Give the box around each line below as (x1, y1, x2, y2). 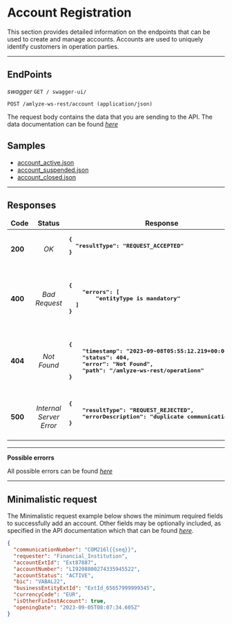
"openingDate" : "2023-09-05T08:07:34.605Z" (13, 604, 140, 611)
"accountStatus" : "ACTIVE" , (13, 572, 95, 579)
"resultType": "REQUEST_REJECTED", (82, 407, 195, 414)
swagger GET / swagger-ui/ (7, 87, 87, 95)
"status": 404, (82, 354, 130, 362)
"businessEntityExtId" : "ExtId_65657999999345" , (13, 585, 156, 592)
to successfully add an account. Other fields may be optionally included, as (7, 519, 222, 527)
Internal (36, 403, 61, 413)
